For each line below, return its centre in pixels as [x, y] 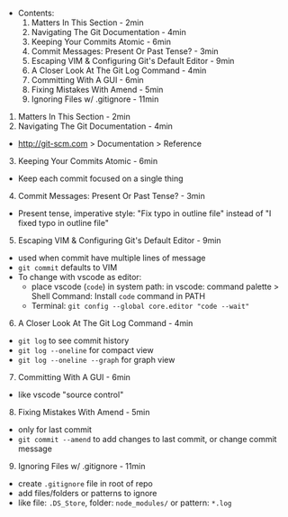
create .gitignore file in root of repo [85, 484]
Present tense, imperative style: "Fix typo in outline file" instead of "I [144, 213]
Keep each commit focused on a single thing [100, 178]
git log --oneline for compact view [86, 350]
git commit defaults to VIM [67, 268]
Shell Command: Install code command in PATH [118, 296]
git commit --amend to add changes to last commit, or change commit [147, 439]
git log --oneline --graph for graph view [96, 360]
